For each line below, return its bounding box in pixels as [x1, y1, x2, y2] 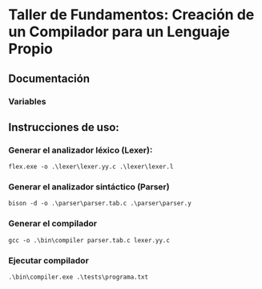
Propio [8, 40, 54, 58]
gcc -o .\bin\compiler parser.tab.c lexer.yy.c [8, 236, 171, 244]
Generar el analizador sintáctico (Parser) [8, 181, 170, 193]
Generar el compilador [8, 218, 98, 230]
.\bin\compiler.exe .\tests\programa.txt [8, 273, 149, 282]
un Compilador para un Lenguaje [8, 22, 231, 41]
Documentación [8, 71, 91, 85]
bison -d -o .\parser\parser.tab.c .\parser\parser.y [8, 199, 192, 208]
